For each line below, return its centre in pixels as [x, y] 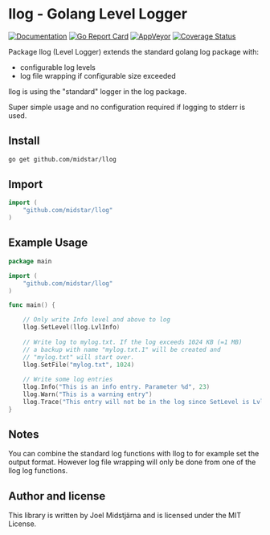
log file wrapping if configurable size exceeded [98, 76]
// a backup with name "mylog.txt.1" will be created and [122, 349]
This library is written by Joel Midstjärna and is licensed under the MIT [125, 516]
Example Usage [48, 243]
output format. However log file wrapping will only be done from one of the [132, 462]
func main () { [32, 305]
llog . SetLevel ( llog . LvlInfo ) [72, 327]
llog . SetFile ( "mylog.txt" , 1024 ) [79, 365]
